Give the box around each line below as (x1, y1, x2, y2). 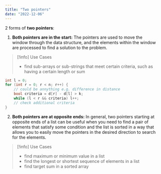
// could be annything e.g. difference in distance (14, 87, 120, 92)
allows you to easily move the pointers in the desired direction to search (12, 129, 156, 135)
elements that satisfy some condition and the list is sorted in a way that (12, 124, 154, 130)
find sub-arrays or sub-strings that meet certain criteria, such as (24, 63, 153, 69)
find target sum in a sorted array (24, 163, 89, 169)
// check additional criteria (14, 100, 75, 105)
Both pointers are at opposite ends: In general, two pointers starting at (12, 113, 155, 119)
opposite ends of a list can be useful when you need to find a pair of (12, 119, 149, 125)
